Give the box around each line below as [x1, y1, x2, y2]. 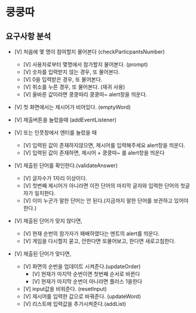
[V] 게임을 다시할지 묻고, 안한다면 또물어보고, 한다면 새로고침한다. [23, 238, 176, 244]
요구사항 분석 [5, 31, 51, 41]
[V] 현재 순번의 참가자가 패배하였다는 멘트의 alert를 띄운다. [23, 230, 160, 237]
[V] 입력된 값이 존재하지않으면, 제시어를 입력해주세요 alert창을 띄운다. [23, 142, 186, 148]
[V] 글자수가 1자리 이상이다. [23, 175, 87, 181]
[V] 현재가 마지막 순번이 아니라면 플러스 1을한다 [32, 278, 143, 285]
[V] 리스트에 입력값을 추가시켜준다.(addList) [23, 300, 127, 307]
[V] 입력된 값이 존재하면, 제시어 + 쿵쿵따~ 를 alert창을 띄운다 [23, 149, 165, 156]
